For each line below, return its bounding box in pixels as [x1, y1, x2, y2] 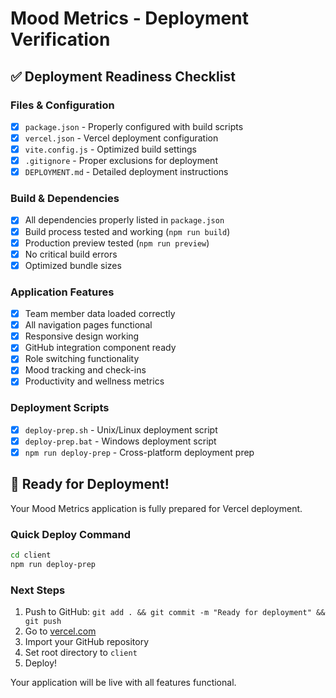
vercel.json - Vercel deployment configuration [24, 132, 219, 144]
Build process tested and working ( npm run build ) [24, 225, 231, 237]
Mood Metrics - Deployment [10, 7, 249, 30]
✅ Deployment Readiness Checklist [10, 68, 236, 85]
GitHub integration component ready [24, 342, 177, 354]
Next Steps [10, 583, 66, 597]
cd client [10, 550, 52, 561]
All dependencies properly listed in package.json [24, 214, 225, 226]
